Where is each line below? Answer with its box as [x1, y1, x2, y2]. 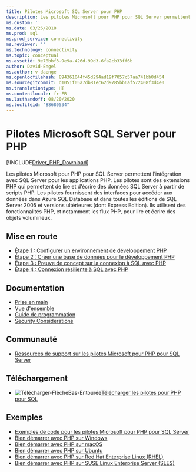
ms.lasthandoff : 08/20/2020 [6, 96, 75, 102]
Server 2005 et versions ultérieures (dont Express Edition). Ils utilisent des [6, 202, 187, 209]
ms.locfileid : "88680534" [6, 101, 69, 108]
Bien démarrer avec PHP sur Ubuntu [14, 447, 103, 454]
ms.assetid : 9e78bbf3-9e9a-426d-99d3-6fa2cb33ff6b [6, 58, 133, 64]
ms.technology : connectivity [6, 47, 78, 53]
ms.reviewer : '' [6, 42, 46, 48]
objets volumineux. [6, 214, 52, 222]
